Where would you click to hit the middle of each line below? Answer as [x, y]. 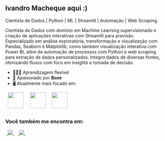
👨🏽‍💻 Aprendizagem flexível [41, 72]
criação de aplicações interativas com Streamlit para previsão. [70, 35]
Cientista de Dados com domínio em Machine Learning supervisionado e [81, 30]
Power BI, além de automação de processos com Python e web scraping [81, 52]
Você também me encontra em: [45, 122]
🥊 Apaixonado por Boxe [37, 77]
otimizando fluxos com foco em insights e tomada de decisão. [70, 62]
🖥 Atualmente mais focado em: [44, 83]
